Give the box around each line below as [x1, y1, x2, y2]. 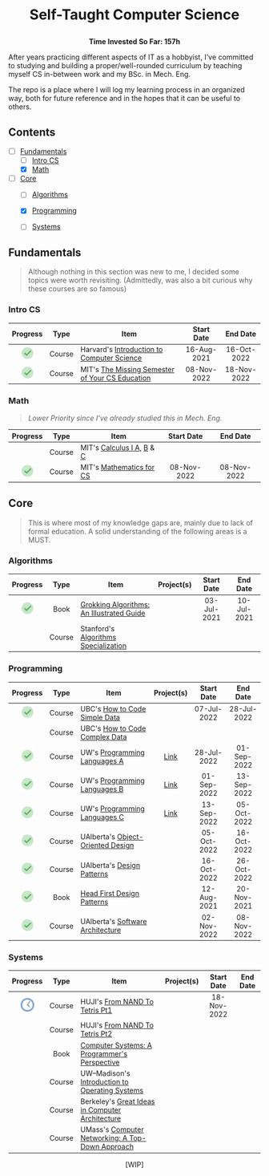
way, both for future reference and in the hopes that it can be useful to [8, 94, 241, 103]
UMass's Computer [79, 1125, 144, 1134]
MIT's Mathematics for [79, 463, 155, 472]
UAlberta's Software [79, 917, 147, 926]
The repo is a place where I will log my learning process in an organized [8, 85, 246, 95]
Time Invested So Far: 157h [88, 37, 181, 47]
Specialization [79, 640, 126, 651]
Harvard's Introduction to [79, 345, 163, 355]
